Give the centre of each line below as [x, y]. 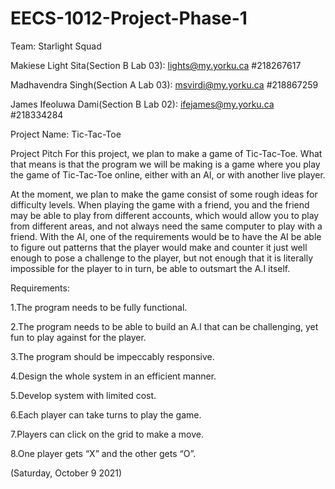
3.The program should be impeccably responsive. [112, 356]
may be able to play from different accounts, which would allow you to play [165, 215]
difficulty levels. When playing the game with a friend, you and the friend [160, 204]
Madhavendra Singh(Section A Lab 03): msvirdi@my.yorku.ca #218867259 [164, 84]
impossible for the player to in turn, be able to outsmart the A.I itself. [150, 268]
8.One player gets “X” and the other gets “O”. [103, 453]
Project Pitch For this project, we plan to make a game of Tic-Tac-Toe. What [166, 153]
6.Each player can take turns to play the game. [106, 414]
